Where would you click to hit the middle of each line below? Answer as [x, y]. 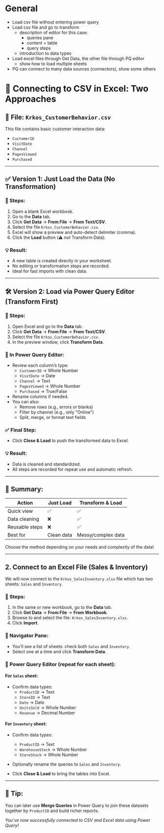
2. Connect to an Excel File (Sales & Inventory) [76, 567]
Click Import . [25, 623]
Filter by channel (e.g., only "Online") [57, 412]
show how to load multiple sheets [53, 64]
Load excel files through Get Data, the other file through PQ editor [78, 58]
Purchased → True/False [43, 391]
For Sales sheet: [21, 676]
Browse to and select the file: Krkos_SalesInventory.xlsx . [70, 618]
